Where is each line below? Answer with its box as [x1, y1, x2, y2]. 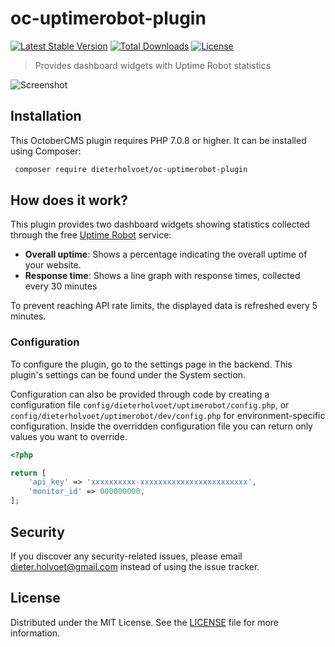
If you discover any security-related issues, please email [10, 550, 243, 562]
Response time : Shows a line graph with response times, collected [24, 270, 301, 282]
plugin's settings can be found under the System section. [10, 368, 247, 381]
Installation [10, 108, 82, 125]
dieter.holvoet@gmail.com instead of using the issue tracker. [10, 560, 260, 572]
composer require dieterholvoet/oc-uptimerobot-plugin [14, 164, 248, 174]
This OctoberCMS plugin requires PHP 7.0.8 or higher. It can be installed [10, 134, 307, 146]
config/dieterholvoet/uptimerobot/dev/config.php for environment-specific [10, 409, 326, 421]
